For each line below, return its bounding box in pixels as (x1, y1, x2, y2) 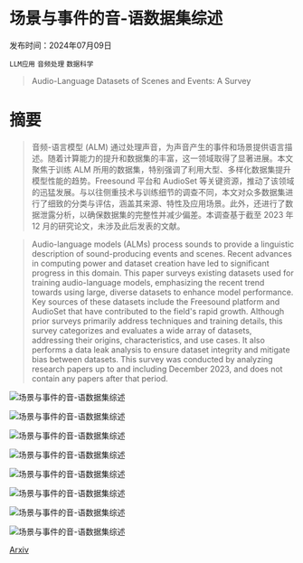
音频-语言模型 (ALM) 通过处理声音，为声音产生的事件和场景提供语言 (31, 141, 285, 152)
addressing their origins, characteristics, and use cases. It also (31, 334, 265, 345)
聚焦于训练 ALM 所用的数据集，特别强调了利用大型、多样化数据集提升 (31, 164, 291, 174)
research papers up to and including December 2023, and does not (31, 363, 283, 374)
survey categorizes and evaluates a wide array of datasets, (31, 324, 252, 335)
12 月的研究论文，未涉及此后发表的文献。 (31, 221, 185, 231)
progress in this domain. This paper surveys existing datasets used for (31, 267, 294, 278)
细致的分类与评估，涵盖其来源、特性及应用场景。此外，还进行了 (47, 198, 286, 209)
